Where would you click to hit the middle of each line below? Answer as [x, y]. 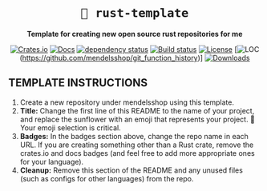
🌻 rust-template [135, 13]
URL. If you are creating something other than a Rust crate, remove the [137, 145]
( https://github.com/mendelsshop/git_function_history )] [111, 58]
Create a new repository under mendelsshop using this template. [127, 102]
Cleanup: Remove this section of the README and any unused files [131, 170]
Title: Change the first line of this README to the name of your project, [137, 110]
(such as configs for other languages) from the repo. [107, 178]
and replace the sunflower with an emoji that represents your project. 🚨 [137, 119]
